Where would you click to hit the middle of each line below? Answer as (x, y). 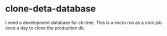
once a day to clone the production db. (45, 27)
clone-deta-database (50, 9)
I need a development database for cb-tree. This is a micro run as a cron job (84, 22)
